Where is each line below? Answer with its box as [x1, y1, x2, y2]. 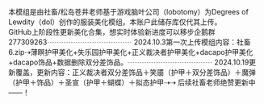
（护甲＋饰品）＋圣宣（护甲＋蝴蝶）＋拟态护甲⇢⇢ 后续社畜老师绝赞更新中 [8, 77, 256, 87]
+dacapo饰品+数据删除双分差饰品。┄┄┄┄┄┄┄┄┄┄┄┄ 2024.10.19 [8, 57, 249, 67]
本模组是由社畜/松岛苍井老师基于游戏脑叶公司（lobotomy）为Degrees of [8, 7, 249, 16]
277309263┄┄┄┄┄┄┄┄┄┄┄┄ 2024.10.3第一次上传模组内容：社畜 [8, 37, 251, 47]
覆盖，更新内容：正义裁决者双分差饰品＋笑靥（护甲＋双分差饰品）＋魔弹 [15, 68, 256, 77]
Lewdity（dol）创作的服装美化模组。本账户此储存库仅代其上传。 [8, 17, 222, 27]
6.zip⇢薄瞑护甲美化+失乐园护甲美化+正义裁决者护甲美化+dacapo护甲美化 [8, 48, 254, 56]
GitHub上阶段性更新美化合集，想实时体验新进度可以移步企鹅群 [8, 27, 216, 36]
